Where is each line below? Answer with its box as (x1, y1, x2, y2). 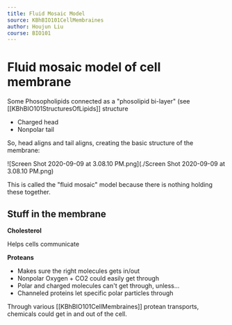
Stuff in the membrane (7, 208, 106, 219)
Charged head (17, 118, 59, 126)
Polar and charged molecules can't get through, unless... (17, 282, 180, 290)
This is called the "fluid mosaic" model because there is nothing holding (7, 181, 213, 189)
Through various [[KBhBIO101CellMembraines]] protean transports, (7, 303, 199, 310)
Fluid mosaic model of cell (7, 60, 161, 75)
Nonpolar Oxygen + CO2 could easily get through (17, 274, 160, 282)
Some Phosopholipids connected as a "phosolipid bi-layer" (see (7, 97, 190, 106)
